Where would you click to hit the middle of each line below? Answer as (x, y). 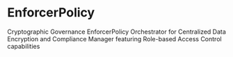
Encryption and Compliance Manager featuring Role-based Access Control (114, 38)
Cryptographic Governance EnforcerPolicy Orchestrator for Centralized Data (116, 32)
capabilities (24, 46)
